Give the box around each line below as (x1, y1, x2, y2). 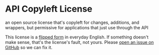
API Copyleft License (5, 3, 93, 15)
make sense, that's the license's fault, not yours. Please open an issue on (5, 39, 154, 45)
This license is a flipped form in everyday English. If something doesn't (5, 34, 149, 40)
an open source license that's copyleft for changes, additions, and (5, 19, 139, 25)
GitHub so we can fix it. (5, 44, 53, 50)
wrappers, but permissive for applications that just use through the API (5, 24, 149, 30)
